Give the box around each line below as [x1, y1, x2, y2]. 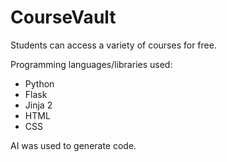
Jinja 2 [24, 99, 53, 111]
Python [24, 77, 55, 90]
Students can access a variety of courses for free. [10, 39, 217, 51]
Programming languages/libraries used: [10, 58, 173, 70]
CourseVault [10, 6, 117, 29]
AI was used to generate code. [10, 139, 137, 151]
